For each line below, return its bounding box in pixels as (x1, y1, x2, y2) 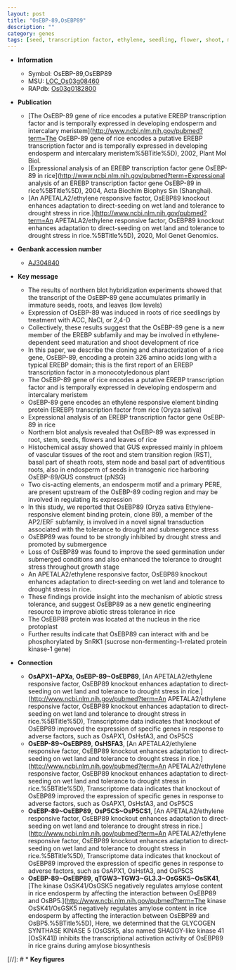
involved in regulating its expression (27, 496, 132, 504)
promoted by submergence (27, 540, 107, 549)
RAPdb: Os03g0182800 (27, 84, 97, 93)
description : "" (7, 23, 55, 30)
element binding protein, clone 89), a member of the (61, 510, 213, 519)
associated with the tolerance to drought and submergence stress (27, 525, 219, 534)
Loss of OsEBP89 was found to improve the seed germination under (27, 548, 225, 556)
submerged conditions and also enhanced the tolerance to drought (27, 555, 222, 564)
